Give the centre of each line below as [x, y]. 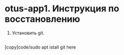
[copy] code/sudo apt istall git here [40, 47]
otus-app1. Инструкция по [62, 9]
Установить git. [28, 33]
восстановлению [42, 19]
